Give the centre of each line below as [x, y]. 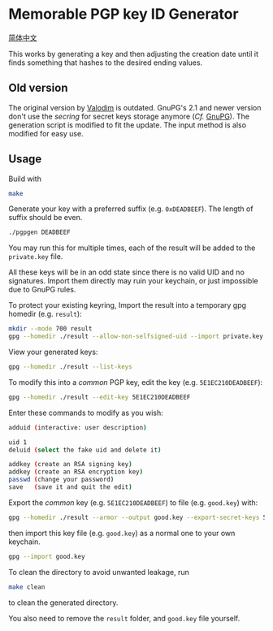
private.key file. [36, 257]
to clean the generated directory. [63, 603]
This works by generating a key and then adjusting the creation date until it [133, 54]
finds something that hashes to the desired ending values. [106, 63]
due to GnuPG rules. [42, 290]
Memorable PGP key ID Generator [123, 14]
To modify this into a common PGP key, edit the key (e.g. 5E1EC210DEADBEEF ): [136, 382]
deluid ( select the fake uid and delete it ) [85, 450]
